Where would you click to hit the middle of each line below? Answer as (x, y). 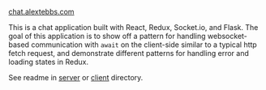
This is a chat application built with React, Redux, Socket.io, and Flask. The (133, 27)
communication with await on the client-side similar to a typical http (144, 45)
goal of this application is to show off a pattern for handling (107, 36)
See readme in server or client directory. (76, 77)
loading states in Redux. (49, 62)
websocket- (227, 36)
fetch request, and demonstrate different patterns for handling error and (129, 53)
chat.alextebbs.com (41, 12)
